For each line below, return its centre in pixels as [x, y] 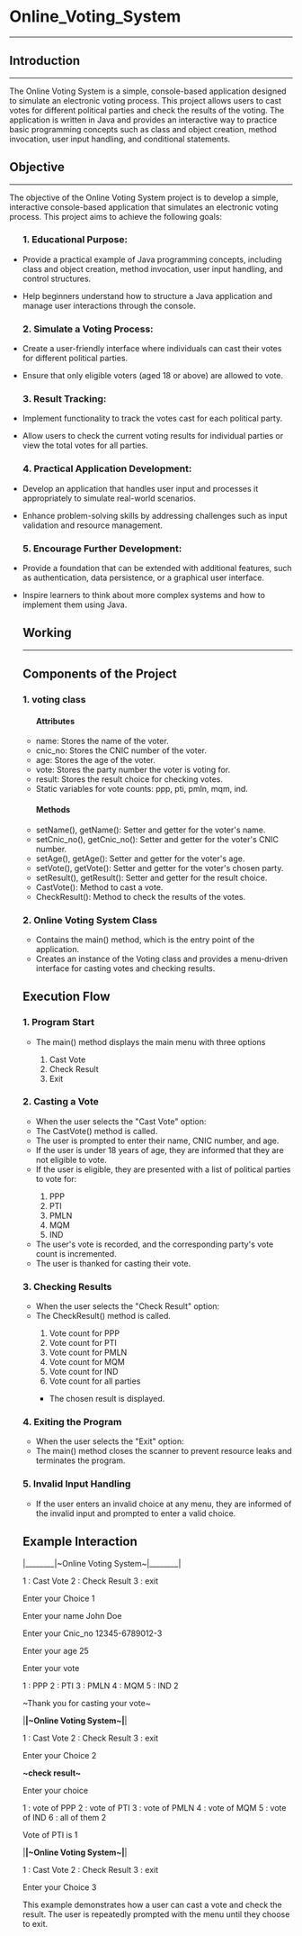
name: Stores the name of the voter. [102, 741]
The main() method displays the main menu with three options [151, 1041]
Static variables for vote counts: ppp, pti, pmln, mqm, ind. [142, 789]
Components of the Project [99, 674]
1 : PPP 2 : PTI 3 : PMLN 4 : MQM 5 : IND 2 [100, 1686]
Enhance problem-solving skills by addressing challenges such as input [155, 515]
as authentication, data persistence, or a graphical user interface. [143, 577]
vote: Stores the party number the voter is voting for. [133, 770]
